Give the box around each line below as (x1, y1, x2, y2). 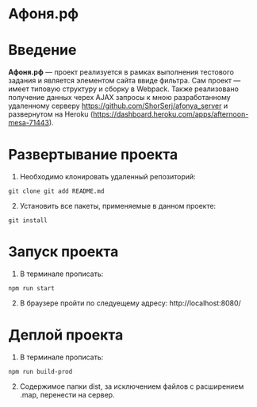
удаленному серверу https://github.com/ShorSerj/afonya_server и (8, 101, 228, 111)
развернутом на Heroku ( (8, 109, 94, 119)
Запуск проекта (8, 243, 119, 261)
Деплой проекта (8, 326, 124, 344)
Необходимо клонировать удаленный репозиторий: (19, 172, 196, 182)
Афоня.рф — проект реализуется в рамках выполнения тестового (8, 67, 234, 77)
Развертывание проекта (8, 146, 178, 163)
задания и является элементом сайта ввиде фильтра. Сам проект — (8, 76, 241, 86)
